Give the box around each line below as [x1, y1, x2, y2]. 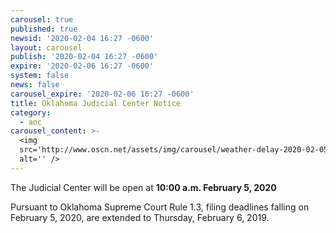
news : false [10, 80, 60, 90]
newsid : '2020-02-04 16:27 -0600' [10, 33, 155, 43]
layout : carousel [10, 42, 83, 53]
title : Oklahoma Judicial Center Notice [10, 98, 182, 108]
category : [10, 107, 52, 118]
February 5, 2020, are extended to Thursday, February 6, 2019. [10, 211, 270, 223]
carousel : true [10, 14, 74, 25]
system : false [10, 71, 70, 81]
